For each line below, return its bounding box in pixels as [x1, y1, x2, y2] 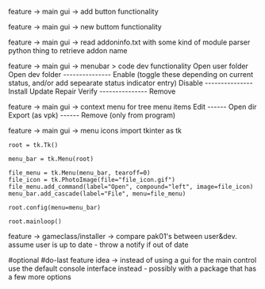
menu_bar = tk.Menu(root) [8, 155, 94, 163]
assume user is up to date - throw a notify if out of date [8, 240, 189, 249]
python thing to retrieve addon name [8, 46, 128, 55]
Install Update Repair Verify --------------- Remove [8, 87, 176, 96]
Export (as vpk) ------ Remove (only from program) [8, 110, 176, 120]
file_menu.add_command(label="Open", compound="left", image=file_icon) [8, 183, 254, 191]
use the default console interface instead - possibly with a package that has [8, 264, 256, 273]
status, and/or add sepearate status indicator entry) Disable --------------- [8, 79, 253, 87]
